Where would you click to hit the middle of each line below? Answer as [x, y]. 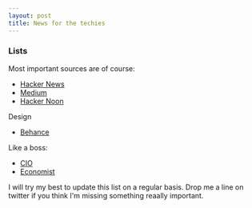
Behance [34, 132]
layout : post [30, 16]
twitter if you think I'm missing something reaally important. [106, 195]
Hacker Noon [42, 101]
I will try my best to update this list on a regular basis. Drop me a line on [126, 187]
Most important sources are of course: [72, 68]
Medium [34, 92]
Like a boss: [28, 147]
